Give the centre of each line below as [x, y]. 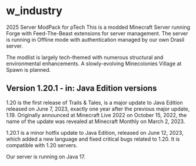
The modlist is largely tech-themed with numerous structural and [85, 57]
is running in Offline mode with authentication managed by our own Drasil [95, 39]
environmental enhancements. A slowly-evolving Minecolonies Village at [94, 64]
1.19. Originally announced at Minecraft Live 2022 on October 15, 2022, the [97, 115]
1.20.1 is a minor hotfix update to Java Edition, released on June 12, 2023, [95, 132]
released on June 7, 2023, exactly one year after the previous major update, [98, 109]
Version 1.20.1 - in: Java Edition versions [82, 89]
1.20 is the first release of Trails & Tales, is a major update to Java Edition [94, 102]
